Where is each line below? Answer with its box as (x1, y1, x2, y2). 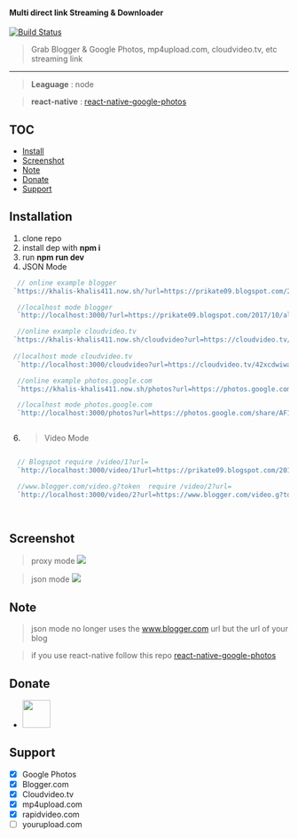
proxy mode (30, 556, 75, 567)
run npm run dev (21, 252, 84, 262)
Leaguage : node (30, 79, 95, 90)
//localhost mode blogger (17, 302, 114, 311)
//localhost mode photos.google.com (17, 400, 153, 409)
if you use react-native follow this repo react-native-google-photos (30, 650, 277, 661)
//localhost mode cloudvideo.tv (12, 351, 133, 360)
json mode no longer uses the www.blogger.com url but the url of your (30, 624, 288, 634)
